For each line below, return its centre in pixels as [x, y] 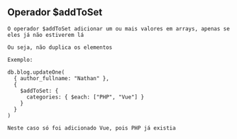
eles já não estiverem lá [45, 35]
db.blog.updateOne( [36, 72]
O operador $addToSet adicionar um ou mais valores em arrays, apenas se [119, 28]
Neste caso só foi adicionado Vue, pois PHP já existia [92, 128]
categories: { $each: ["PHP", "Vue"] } [85, 97]
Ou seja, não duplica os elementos [60, 47]
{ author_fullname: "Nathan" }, [62, 78]
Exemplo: [20, 60]
